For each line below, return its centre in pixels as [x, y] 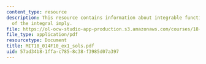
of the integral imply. [42, 23]
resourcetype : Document [37, 40]
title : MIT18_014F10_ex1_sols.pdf [51, 46]
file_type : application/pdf [42, 35]
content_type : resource [37, 12]
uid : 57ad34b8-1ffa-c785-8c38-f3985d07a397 [63, 52]
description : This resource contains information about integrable [94, 18]
